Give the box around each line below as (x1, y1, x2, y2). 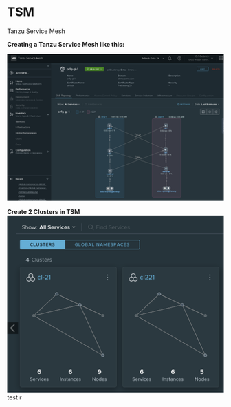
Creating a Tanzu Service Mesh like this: (7, 40, 125, 48)
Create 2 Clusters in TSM (7, 207, 80, 216)
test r (7, 393, 22, 401)
